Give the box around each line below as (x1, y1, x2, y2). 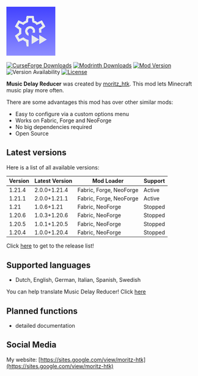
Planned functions (6, 306, 78, 316)
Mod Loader (92, 177, 124, 185)
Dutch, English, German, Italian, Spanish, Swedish (15, 276, 141, 284)
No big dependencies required (15, 123, 93, 130)
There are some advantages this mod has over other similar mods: (6, 98, 174, 106)
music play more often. (6, 87, 64, 94)
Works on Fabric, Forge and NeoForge (15, 117, 112, 124)
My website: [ (6, 356, 41, 363)
